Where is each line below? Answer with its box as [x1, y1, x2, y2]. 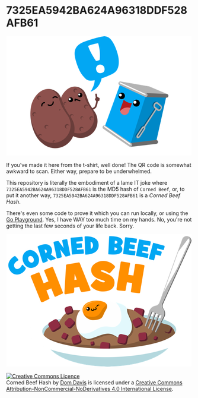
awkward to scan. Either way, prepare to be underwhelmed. [6, 168, 152, 175]
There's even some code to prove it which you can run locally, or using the [6, 209, 189, 217]
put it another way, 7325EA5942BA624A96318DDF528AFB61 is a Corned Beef [6, 191, 181, 199]
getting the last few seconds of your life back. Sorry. [6, 222, 135, 229]
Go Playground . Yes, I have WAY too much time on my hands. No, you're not [6, 216, 192, 223]
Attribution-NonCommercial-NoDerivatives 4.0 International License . [6, 385, 174, 392]
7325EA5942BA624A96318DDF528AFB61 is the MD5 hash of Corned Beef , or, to [6, 185, 185, 192]
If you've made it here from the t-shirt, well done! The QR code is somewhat [6, 161, 191, 168]
